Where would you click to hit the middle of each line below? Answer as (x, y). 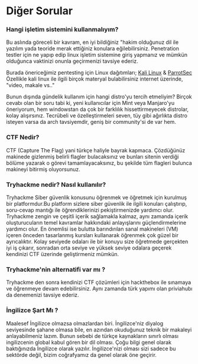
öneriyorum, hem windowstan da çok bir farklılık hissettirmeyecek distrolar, (98, 109)
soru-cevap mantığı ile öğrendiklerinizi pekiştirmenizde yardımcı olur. (90, 210)
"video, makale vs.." (30, 85)
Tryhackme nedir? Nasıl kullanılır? (56, 184)
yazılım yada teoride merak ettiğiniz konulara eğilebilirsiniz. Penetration (92, 49)
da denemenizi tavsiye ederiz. (43, 295)
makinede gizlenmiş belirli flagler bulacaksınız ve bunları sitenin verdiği (92, 157)
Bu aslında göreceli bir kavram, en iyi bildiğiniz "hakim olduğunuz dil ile (92, 42)
